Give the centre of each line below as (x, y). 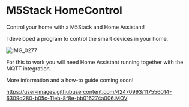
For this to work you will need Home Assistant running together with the (95, 62)
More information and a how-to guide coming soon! (70, 80)
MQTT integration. (29, 68)
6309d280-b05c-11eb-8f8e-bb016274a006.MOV (67, 98)
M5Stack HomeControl (64, 11)
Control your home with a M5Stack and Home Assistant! (76, 27)
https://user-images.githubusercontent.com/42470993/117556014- (89, 91)
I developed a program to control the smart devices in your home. (87, 38)
